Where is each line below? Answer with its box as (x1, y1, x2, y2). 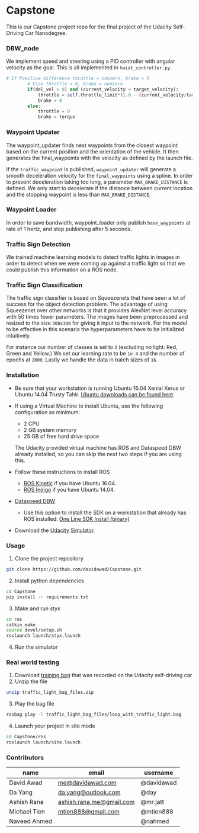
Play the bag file (14, 700, 54, 707)
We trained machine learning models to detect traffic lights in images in (6, 254, 180, 261)
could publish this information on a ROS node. (6, 266, 118, 273)
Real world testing (6, 658, 60, 667)
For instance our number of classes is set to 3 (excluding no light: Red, (6, 344, 178, 351)
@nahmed (140, 817, 169, 825)
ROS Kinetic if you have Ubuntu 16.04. (23, 479, 117, 486)
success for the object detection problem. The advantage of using (6, 300, 168, 308)
